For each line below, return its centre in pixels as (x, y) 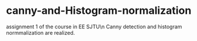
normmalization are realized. (41, 32)
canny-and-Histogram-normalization (99, 11)
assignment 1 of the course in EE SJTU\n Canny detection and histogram (94, 27)
